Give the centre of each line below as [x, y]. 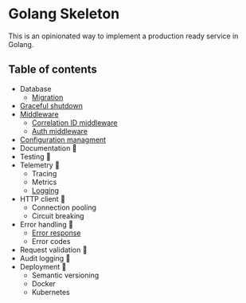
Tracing [44, 173]
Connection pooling [64, 207]
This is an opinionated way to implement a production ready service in [123, 36]
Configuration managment [62, 140]
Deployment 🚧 [43, 266]
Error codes [51, 241]
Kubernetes [51, 292]
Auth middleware [59, 131]
